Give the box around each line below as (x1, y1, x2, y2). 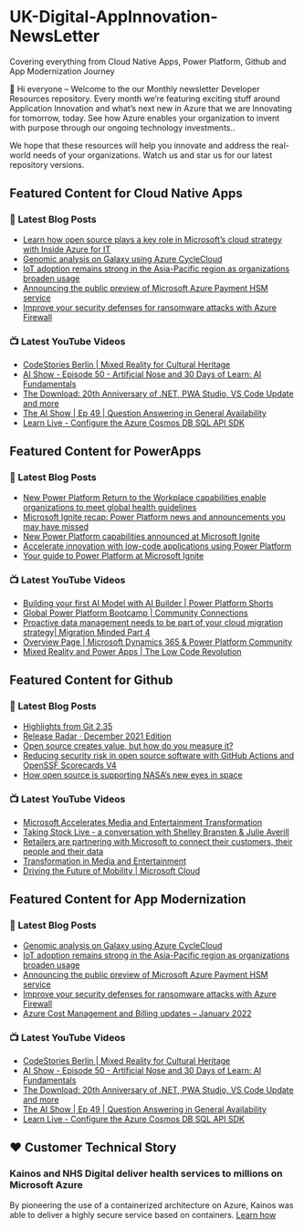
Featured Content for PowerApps (9, 444, 202, 459)
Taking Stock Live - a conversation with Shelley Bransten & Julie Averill (22, 826, 289, 837)
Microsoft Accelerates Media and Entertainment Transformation (22, 816, 263, 827)
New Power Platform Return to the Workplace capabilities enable (22, 491, 267, 503)
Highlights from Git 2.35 (22, 720, 113, 731)
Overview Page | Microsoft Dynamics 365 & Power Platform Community (22, 636, 293, 647)
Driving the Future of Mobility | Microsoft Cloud (22, 865, 201, 876)
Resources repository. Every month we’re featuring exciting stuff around (9, 93, 280, 104)
